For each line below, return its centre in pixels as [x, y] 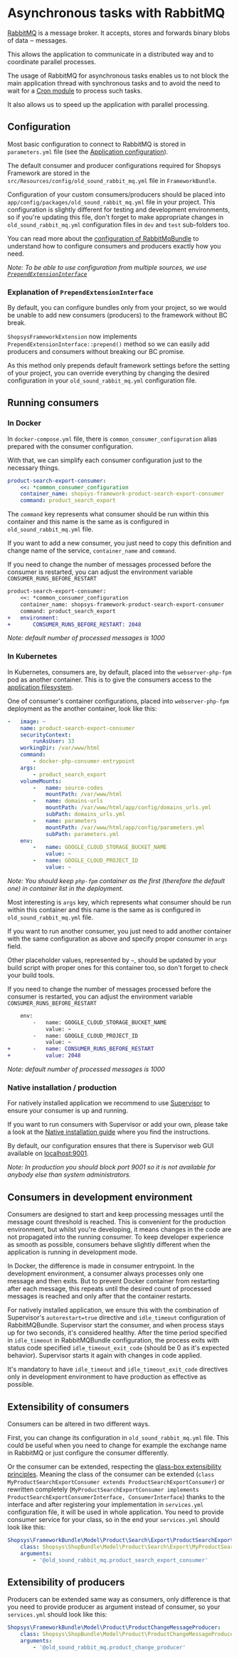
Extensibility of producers [66, 1582]
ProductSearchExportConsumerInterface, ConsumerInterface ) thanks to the [116, 1496]
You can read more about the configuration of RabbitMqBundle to [103, 238]
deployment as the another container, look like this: [82, 708]
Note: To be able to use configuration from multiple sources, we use [107, 267]
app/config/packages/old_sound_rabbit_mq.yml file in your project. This [111, 202]
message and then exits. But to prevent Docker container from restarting [113, 1281]
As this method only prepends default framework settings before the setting [118, 365]
